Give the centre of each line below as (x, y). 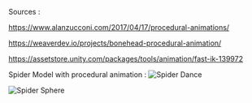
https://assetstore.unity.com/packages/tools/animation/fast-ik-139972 (126, 59)
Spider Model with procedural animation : (78, 75)
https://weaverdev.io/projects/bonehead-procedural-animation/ (115, 43)
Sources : (24, 12)
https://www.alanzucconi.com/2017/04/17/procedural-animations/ (119, 27)
